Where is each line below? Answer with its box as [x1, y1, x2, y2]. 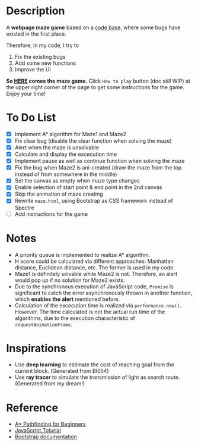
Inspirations [6, 341, 66, 355]
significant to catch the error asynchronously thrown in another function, [14, 289, 193, 296]
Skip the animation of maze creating [14, 190, 103, 197]
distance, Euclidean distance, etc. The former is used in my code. [14, 263, 175, 271]
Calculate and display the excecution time [14, 150, 117, 158]
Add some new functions [14, 59, 76, 67]
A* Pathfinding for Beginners [14, 420, 86, 428]
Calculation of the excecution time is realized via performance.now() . [14, 301, 182, 309]
